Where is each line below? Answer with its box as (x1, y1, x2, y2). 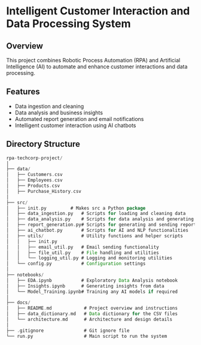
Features (6, 87, 40, 97)
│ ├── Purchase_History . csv (6, 188, 82, 194)
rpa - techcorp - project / (6, 155, 63, 161)
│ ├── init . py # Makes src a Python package (6, 205, 146, 211)
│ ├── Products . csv (6, 183, 60, 189)
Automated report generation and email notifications (14, 115, 144, 122)
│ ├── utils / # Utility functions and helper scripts (6, 232, 184, 239)
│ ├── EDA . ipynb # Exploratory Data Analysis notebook (6, 277, 178, 283)
